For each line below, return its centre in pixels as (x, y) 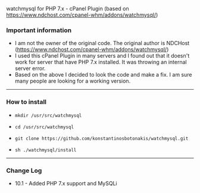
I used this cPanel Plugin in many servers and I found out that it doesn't (102, 56)
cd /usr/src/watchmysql (44, 127)
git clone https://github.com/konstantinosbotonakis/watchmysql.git (101, 138)
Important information (39, 30)
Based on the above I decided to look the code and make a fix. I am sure (103, 75)
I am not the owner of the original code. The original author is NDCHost (102, 43)
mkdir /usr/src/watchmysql (48, 115)
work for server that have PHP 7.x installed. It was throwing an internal (101, 62)
